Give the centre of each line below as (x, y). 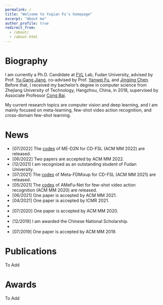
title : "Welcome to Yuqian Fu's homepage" (49, 14)
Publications (31, 251)
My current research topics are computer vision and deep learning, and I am (81, 105)
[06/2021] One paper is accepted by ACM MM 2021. (64, 195)
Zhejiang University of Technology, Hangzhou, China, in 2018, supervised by (82, 90)
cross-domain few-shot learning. (38, 115)
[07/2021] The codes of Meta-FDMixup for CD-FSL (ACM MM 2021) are (84, 174)
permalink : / (18, 10)
